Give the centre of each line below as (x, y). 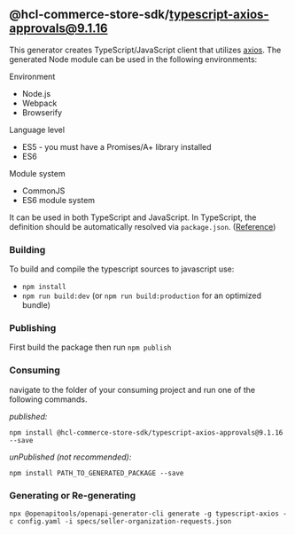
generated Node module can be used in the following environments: (133, 59)
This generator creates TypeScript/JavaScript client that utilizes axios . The (145, 50)
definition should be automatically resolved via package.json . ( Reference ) (143, 226)
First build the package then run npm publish (90, 347)
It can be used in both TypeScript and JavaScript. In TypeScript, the (133, 217)
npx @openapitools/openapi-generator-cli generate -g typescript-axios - (148, 514)
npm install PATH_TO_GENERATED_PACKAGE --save (97, 473)
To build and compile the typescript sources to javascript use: (122, 269)
